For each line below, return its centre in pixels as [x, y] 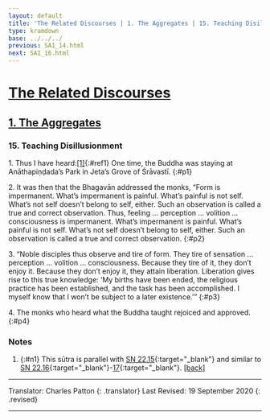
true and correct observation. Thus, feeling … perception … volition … [123, 212]
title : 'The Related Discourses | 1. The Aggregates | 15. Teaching [125, 23]
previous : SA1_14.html [46, 46]
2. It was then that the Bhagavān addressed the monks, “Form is [115, 187]
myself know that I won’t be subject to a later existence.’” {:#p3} [115, 296]
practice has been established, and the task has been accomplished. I [124, 288]
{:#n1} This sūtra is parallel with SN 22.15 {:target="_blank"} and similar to [141, 360]
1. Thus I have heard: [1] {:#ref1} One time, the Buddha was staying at [121, 163]
